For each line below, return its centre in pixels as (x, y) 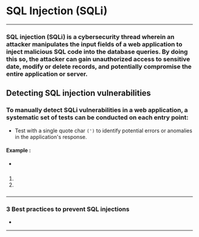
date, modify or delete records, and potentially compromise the (99, 67)
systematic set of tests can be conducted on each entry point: (97, 118)
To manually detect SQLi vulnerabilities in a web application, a (97, 110)
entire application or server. (47, 74)
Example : (19, 150)
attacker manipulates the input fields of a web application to (94, 44)
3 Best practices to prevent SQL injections (68, 209)
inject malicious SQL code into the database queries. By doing (97, 52)
